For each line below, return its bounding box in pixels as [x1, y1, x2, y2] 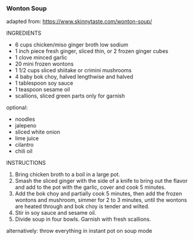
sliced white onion [14, 128, 61, 136]
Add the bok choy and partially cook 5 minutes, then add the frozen [14, 190, 182, 197]
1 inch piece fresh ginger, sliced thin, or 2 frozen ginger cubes [14, 48, 169, 55]
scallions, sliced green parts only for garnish [14, 92, 125, 100]
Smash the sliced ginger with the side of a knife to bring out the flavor [14, 177, 188, 185]
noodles [14, 115, 35, 123]
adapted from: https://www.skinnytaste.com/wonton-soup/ [6, 18, 152, 25]
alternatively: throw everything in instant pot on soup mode [6, 227, 153, 235]
